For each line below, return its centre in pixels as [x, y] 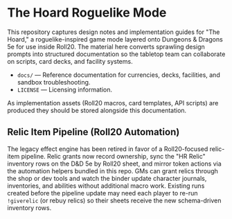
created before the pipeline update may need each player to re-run [103, 193]
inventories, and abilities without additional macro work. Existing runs [106, 186]
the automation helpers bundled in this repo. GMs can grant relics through [113, 170]
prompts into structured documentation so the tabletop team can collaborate [116, 54]
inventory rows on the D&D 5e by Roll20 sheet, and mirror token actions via [114, 164]
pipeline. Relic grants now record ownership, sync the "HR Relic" [113, 156]
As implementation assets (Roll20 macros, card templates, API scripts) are [113, 103]
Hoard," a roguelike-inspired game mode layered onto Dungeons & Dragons [115, 39]
